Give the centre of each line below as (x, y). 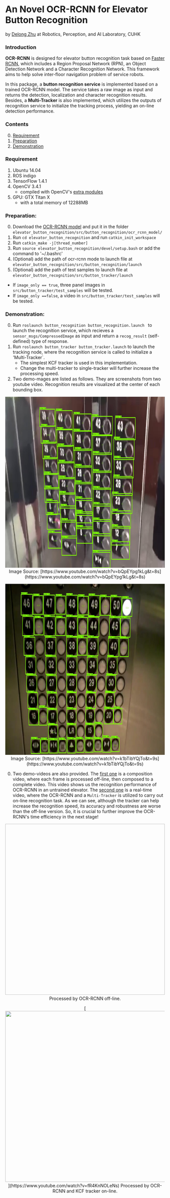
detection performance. (30, 111)
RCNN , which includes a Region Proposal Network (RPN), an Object (76, 64)
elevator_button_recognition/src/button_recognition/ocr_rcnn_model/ (88, 233)
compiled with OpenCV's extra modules (61, 191)
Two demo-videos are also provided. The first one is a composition (82, 774)
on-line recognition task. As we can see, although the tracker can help (86, 801)
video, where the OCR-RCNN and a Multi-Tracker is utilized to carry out (88, 795)
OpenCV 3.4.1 (27, 186)
